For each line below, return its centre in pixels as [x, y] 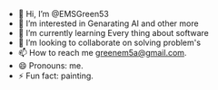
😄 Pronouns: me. [50, 66]
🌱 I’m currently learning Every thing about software [113, 33]
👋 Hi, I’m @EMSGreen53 [63, 14]
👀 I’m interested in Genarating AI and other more [108, 23]
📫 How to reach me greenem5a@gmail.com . [102, 53]
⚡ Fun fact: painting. [55, 76]
